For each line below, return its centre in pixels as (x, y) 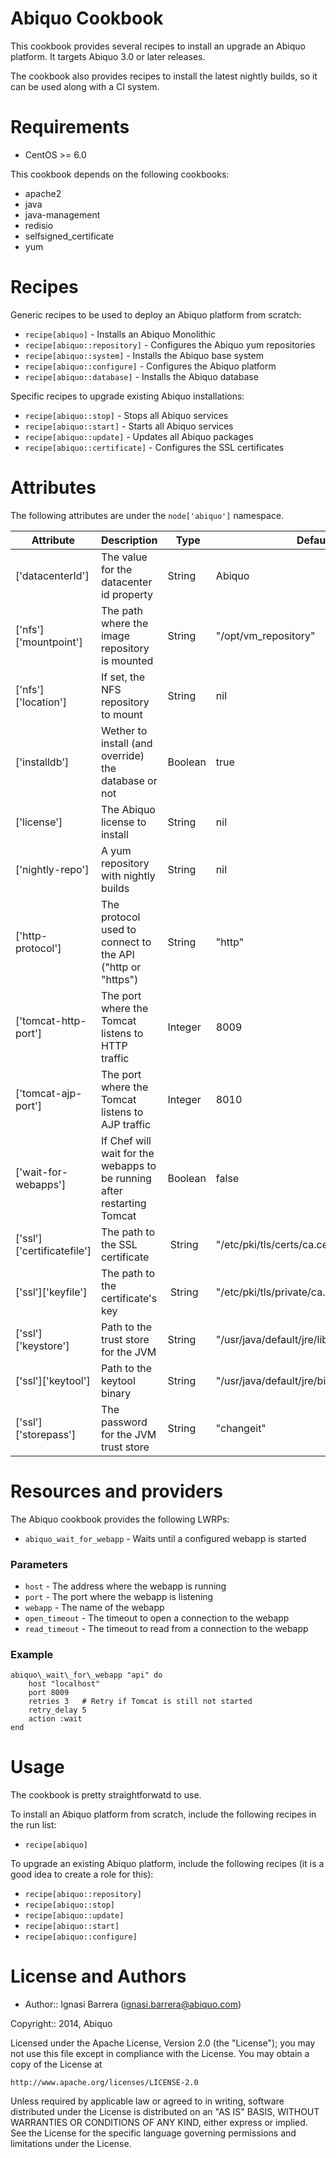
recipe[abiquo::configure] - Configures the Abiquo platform (150, 366)
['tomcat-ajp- (49, 1093)
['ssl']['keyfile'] (51, 1292)
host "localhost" (64, 1684)
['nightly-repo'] (52, 869)
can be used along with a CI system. (85, 86)
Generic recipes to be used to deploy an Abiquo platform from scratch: (156, 314)
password (124, 1422)
